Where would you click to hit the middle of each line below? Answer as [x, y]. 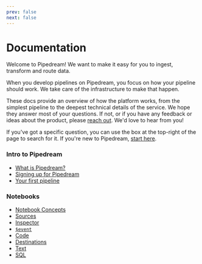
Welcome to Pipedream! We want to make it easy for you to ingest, [90, 64]
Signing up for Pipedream [47, 174]
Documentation [47, 48]
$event [23, 230]
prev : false [21, 12]
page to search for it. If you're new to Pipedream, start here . [82, 139]
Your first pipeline [37, 181]
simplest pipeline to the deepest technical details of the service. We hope [98, 108]
